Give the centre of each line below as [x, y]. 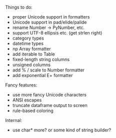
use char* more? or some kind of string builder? [62, 130]
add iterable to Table [33, 54]
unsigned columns [31, 65]
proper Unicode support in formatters [51, 17]
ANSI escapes [27, 100]
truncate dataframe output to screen [50, 105]
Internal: [14, 120]
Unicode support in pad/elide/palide [49, 22]
